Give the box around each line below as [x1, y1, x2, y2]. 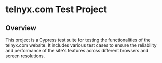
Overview [5, 24, 37, 32]
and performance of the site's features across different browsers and [5, 48, 149, 53]
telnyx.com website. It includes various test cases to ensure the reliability [5, 42, 157, 48]
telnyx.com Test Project [5, 4, 107, 15]
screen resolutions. [5, 53, 45, 59]
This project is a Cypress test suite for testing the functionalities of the [5, 37, 151, 43]
